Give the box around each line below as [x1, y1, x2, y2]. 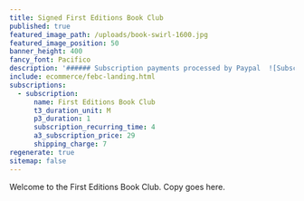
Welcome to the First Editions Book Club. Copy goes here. [9, 181, 226, 192]
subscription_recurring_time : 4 [33, 123, 156, 132]
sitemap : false [9, 156, 67, 166]
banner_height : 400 [9, 47, 83, 56]
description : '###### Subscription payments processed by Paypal [9, 64, 261, 73]
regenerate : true [9, 148, 75, 157]
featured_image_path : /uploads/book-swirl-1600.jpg [9, 30, 208, 39]
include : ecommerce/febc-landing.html [9, 72, 156, 81]
